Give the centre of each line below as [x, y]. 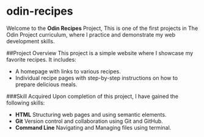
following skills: [26, 103]
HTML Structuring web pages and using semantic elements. [91, 114]
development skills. [31, 41]
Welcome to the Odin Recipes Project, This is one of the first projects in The [102, 28]
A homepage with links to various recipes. [68, 71]
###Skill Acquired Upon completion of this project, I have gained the [93, 96]
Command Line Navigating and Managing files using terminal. [93, 127]
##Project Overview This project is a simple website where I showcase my [100, 53]
